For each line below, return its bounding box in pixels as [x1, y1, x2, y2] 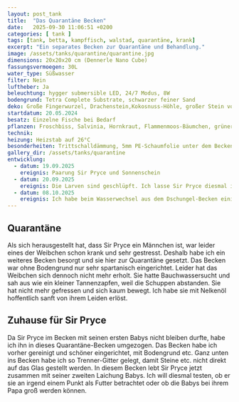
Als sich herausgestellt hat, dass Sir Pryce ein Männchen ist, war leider [7, 240, 216, 249]
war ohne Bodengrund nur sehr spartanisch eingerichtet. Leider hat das [7, 263, 218, 272]
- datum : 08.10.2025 [14, 189, 75, 196]
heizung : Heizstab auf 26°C [7, 136, 91, 143]
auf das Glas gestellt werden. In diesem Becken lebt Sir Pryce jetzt [7, 364, 203, 372]
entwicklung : [7, 156, 46, 164]
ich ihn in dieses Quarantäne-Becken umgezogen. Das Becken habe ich [7, 341, 218, 349]
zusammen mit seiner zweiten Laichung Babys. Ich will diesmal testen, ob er [7, 371, 230, 379]
